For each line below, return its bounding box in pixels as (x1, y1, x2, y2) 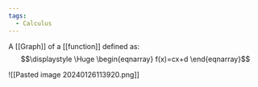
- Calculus (15, 19, 52, 27)
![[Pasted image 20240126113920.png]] (8, 69, 139, 79)
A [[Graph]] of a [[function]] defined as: (8, 41, 139, 51)
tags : (8, 11, 27, 20)
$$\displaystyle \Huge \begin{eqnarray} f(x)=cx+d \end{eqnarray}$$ (20, 54, 251, 64)
